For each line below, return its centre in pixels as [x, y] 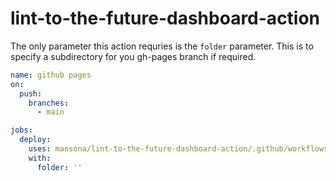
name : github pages [51, 75]
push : [31, 93]
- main [50, 112]
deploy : [35, 140]
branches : [49, 103]
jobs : [21, 130]
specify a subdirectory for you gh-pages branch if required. [133, 56]
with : [40, 158]
